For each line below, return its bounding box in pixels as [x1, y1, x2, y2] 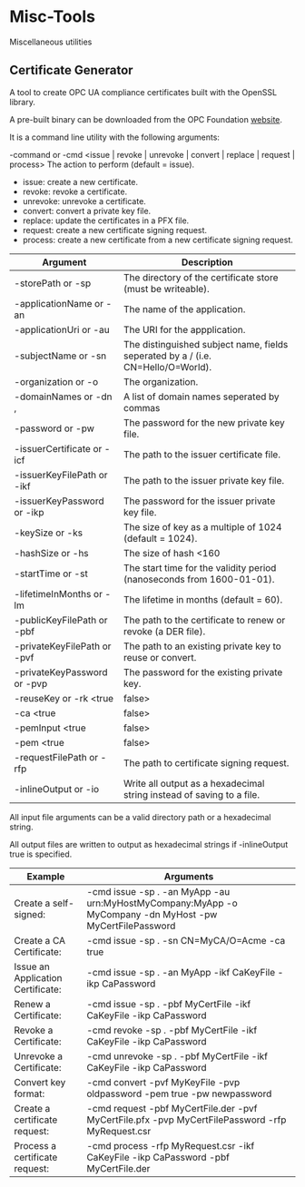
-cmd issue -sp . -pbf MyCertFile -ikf [85, 997, 251, 1010]
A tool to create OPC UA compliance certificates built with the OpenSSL [9, 86, 278, 97]
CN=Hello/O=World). [123, 360, 212, 373]
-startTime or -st [14, 567, 88, 580]
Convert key [14, 1075, 66, 1088]
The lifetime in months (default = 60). [123, 593, 283, 605]
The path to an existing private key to [123, 640, 281, 652]
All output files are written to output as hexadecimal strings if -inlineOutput [9, 839, 289, 849]
